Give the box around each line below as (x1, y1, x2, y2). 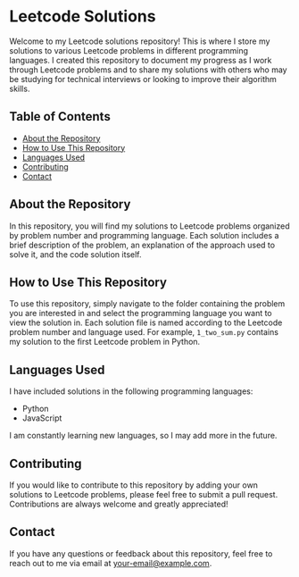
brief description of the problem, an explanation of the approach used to (9, 239, 275, 250)
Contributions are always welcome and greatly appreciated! (9, 498, 229, 509)
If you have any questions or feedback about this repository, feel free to (9, 548, 273, 559)
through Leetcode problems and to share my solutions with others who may (9, 64, 287, 75)
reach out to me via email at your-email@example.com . (9, 557, 212, 568)
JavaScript (21, 413, 62, 423)
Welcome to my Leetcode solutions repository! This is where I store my (9, 36, 270, 46)
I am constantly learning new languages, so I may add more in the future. (9, 431, 278, 441)
